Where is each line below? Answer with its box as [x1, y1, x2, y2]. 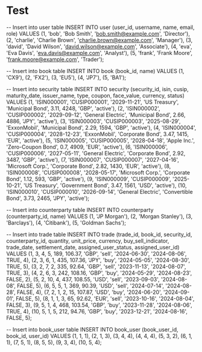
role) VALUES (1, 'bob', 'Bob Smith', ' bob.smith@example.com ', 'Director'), [6, 30, 190, 37]
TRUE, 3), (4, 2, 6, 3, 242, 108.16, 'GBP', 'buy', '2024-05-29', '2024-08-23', [6, 269, 192, 277]
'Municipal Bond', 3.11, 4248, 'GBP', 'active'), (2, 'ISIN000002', [6, 104, 160, 112]
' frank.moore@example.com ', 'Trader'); [6, 56, 104, 63]
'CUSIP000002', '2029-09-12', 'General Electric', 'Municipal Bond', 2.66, [6, 111, 186, 118]
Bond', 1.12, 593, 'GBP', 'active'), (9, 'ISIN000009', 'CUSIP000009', [6, 175, 172, 182]
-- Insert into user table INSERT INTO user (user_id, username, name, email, [6, 24, 195, 31]
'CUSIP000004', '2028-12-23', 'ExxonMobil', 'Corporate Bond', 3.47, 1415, [6, 130, 189, 138]
